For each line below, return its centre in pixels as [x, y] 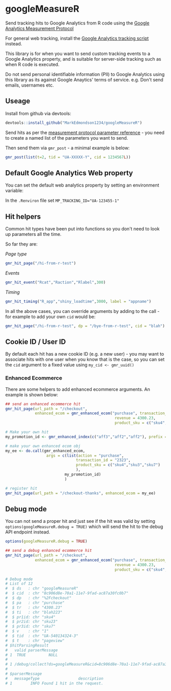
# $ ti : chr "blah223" [34, 612]
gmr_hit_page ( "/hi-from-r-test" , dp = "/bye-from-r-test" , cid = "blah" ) [85, 326]
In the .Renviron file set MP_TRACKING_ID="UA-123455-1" [62, 201]
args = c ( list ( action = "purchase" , [85, 456]
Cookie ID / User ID [36, 342]
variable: [15, 191]
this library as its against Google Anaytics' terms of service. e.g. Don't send [84, 79]
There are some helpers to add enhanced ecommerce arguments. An [78, 389]
